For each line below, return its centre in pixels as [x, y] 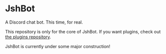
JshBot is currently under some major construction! [58, 46]
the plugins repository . [28, 37]
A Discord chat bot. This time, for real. [44, 22]
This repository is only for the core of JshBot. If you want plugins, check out [83, 31]
